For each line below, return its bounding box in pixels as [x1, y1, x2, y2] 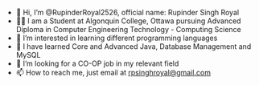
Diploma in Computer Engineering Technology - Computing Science [15, 25, 241, 34]
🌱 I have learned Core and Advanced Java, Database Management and [15, 42, 252, 51]
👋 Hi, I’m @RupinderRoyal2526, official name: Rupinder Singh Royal [15, 8, 240, 17]
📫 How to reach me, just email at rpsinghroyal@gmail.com [15, 68, 212, 77]
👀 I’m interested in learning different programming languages [15, 33, 218, 42]
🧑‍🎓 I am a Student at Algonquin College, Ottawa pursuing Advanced [15, 16, 241, 26]
